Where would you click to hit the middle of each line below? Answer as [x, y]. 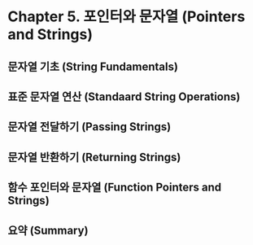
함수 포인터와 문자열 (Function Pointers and [115, 188]
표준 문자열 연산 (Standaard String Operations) [124, 96]
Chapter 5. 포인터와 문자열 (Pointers [126, 17]
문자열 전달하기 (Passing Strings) [89, 127]
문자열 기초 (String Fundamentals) [93, 66]
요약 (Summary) [48, 230]
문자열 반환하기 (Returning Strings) [94, 157]
